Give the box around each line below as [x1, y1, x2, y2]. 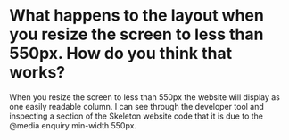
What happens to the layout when [9, 5, 265, 26]
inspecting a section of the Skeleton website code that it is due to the [9, 111, 263, 121]
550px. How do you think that [9, 44, 233, 63]
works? [9, 62, 66, 83]
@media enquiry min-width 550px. [9, 119, 136, 130]
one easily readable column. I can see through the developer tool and [9, 101, 265, 111]
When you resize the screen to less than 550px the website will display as [9, 91, 281, 103]
